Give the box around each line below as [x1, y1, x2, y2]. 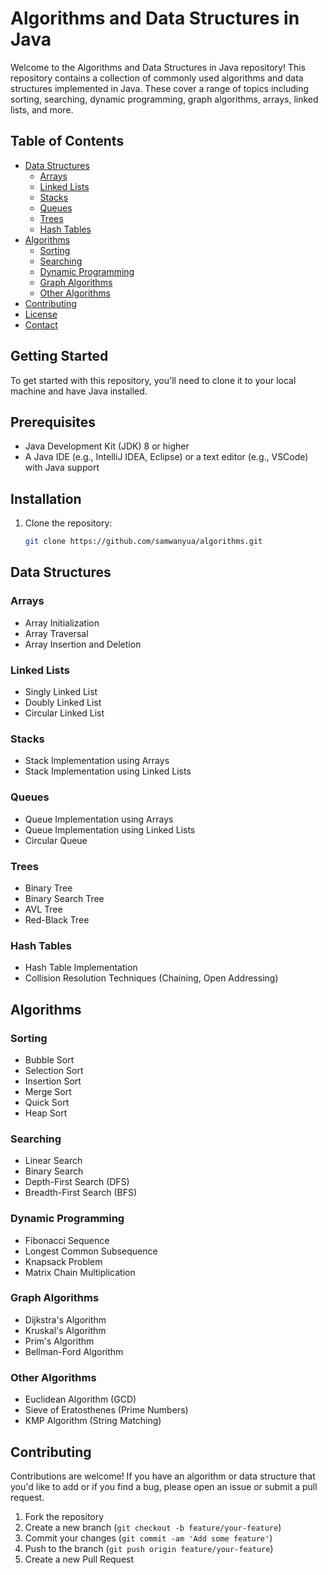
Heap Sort [24, 1107, 68, 1119]
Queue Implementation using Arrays [24, 813, 174, 825]
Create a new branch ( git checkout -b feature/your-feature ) [24, 1521, 282, 1533]
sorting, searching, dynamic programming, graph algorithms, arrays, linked [10, 93, 319, 105]
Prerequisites [10, 413, 96, 431]
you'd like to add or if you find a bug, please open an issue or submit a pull [10, 1480, 318, 1492]
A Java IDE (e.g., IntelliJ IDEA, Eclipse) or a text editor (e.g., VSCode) [24, 451, 309, 463]
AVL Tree [24, 903, 63, 915]
